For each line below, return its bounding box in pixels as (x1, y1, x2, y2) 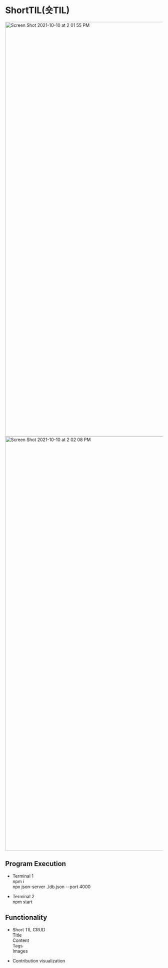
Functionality (5, 913, 47, 922)
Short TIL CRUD (12, 926, 45, 932)
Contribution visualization (12, 957, 65, 963)
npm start (12, 899, 32, 905)
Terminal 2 (12, 893, 35, 899)
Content (12, 937, 29, 943)
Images (12, 948, 28, 954)
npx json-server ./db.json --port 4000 (12, 884, 91, 890)
